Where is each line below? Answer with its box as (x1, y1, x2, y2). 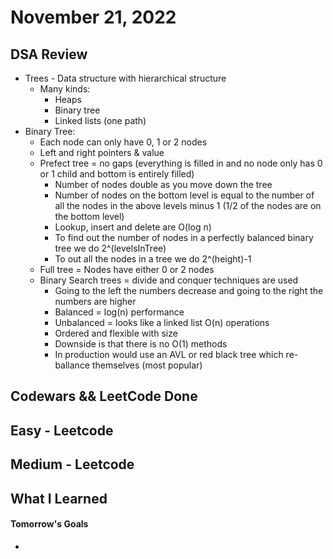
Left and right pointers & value (39, 147, 165, 158)
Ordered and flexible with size (54, 327, 178, 339)
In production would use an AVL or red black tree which (54, 349, 284, 360)
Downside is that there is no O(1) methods (54, 338, 228, 350)
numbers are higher (54, 296, 137, 307)
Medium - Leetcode (10, 456, 135, 473)
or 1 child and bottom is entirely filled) (39, 168, 195, 180)
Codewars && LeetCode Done (10, 388, 198, 405)
